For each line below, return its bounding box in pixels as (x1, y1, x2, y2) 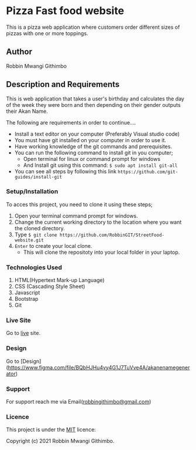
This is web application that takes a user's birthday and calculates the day (6, 95, 184, 102)
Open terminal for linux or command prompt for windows (23, 155, 161, 162)
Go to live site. (6, 330, 41, 337)
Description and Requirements (6, 79, 120, 89)
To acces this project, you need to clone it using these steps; (6, 201, 153, 208)
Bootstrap (14, 295, 39, 303)
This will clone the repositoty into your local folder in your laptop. (23, 248, 180, 256)
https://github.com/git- (118, 169, 178, 174)
